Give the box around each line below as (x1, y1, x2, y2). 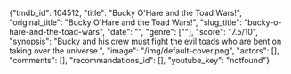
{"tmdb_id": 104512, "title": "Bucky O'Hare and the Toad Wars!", (9, 8, 243, 18)
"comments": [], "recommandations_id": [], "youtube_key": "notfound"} (9, 55, 270, 65)
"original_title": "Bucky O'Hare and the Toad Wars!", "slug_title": (9, 17, 242, 28)
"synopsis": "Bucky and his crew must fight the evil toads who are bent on (9, 36, 282, 46)
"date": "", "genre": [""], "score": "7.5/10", (106, 27, 258, 37)
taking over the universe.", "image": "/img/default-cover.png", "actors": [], (9, 45, 279, 56)
